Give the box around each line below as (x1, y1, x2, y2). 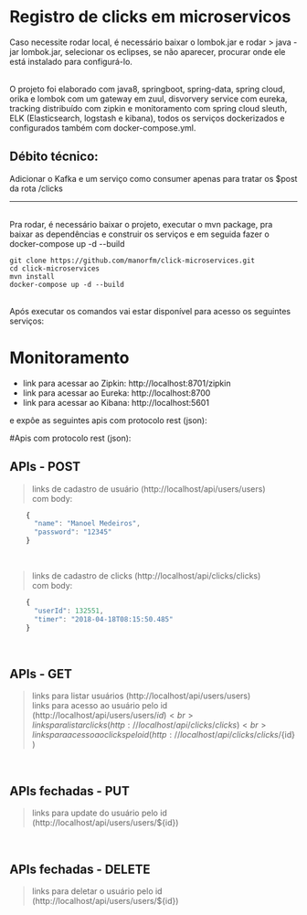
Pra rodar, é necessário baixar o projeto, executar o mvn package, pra (9, 218, 273, 229)
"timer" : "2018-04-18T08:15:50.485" (33, 614, 174, 623)
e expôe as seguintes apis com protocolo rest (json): (9, 414, 207, 426)
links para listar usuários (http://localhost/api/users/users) (31, 690, 251, 701)
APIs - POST (9, 459, 81, 474)
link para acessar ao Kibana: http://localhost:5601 (22, 397, 210, 408)
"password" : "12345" (33, 527, 112, 537)
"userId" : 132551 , (33, 606, 104, 615)
